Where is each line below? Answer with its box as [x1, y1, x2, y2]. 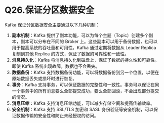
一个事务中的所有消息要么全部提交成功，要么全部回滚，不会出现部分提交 [11, 87, 159, 94]
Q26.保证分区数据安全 [4, 4, 95, 16]
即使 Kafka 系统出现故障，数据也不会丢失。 [11, 63, 100, 69]
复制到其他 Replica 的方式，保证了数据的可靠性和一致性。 [11, 50, 129, 57]
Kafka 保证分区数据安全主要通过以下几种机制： [4, 22, 100, 28]
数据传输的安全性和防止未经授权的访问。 [16, 112, 99, 119]
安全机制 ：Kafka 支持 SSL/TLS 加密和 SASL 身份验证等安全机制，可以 [11, 106, 154, 112]
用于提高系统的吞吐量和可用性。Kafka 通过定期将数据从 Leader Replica [11, 44, 156, 50]
